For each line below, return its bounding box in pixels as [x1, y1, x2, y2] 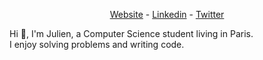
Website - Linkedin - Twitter [109, 9, 225, 20]
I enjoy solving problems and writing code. [9, 39, 185, 50]
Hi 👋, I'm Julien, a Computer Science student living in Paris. [9, 28, 254, 39]
